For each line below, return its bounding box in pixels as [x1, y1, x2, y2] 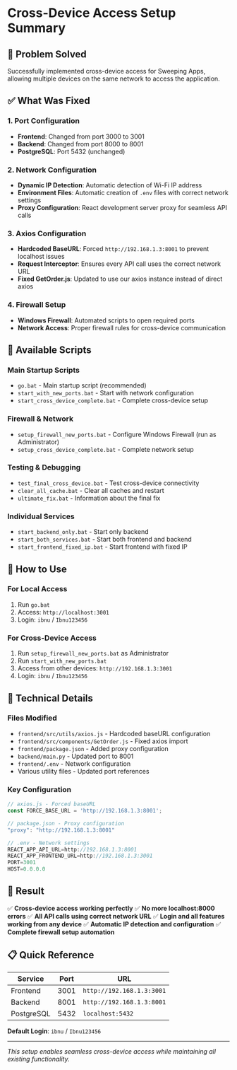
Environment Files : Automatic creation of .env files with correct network [17, 188, 229, 197]
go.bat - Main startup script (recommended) [17, 381, 147, 390]
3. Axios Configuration [7, 228, 87, 238]
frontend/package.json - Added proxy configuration [17, 744, 169, 752]
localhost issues [17, 252, 65, 261]
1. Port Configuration [7, 116, 80, 126]
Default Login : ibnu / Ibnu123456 [7, 1027, 102, 1035]
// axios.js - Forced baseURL [7, 801, 97, 808]
